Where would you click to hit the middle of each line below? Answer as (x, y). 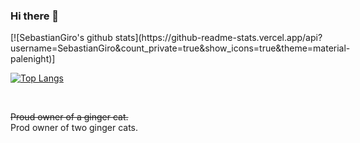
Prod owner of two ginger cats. (74, 128)
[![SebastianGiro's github (61, 38)
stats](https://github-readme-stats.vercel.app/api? (218, 38)
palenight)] (33, 59)
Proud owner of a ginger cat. (69, 117)
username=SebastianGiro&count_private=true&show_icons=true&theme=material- (180, 48)
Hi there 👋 (35, 16)
